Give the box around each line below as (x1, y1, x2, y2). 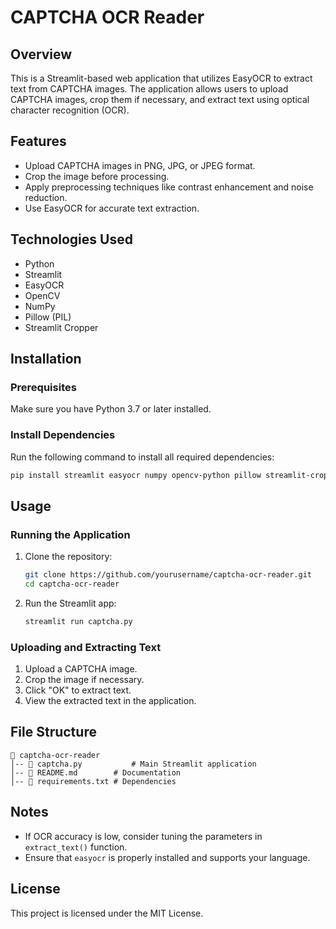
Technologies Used (10, 231, 133, 248)
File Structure (10, 724, 97, 741)
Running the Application (10, 527, 131, 541)
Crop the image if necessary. (24, 674, 145, 686)
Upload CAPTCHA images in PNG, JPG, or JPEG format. (24, 159, 256, 171)
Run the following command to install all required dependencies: (10, 451, 275, 463)
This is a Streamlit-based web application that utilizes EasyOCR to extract (10, 72, 313, 84)
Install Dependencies (10, 428, 116, 442)
